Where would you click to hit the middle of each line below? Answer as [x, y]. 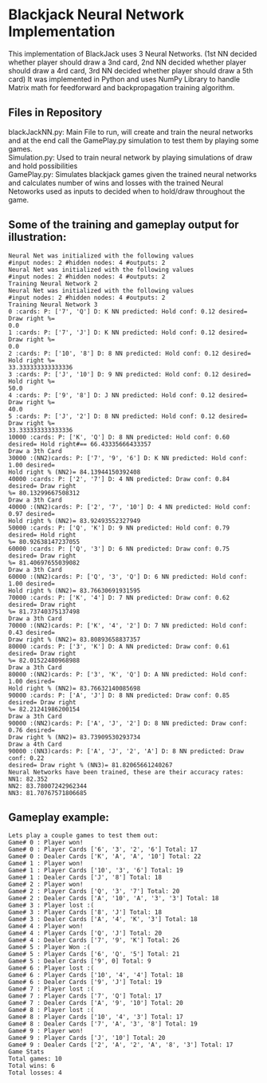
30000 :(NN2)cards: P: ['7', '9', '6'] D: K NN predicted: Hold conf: [128, 458]
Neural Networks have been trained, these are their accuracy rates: [126, 772]
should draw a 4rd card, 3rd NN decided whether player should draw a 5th [131, 70]
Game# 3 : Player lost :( [51, 906]
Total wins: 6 [32, 1066]
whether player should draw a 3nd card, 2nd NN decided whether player [128, 62]
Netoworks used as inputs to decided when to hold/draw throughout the [127, 191]
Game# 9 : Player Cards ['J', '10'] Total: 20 [87, 1038]
